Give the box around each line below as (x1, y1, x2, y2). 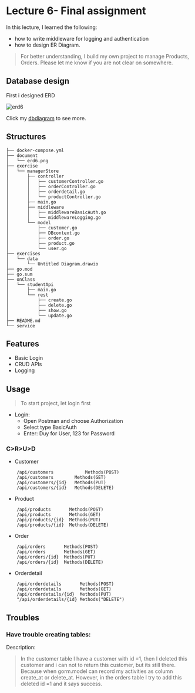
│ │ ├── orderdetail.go (6, 189, 85, 195)
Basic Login (14, 354, 43, 362)
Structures (6, 132, 46, 142)
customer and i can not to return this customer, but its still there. (20, 662, 176, 669)
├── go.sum (6, 271, 33, 277)
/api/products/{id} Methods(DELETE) (16, 522, 109, 528)
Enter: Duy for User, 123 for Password (23, 430, 115, 437)
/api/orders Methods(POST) (16, 544, 99, 550)
